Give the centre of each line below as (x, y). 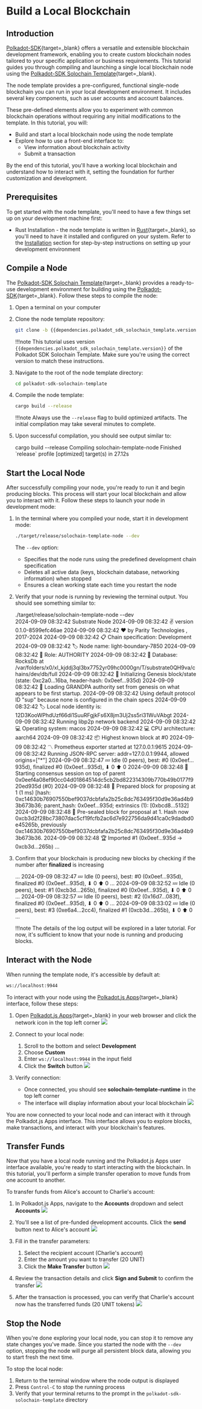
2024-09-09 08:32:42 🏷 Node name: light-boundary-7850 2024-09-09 (105, 646)
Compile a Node (37, 268)
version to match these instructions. (59, 361)
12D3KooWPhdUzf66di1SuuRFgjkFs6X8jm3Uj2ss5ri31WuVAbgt (93, 715)
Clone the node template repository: (60, 319)
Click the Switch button (53, 1066)
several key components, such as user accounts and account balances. (95, 98)
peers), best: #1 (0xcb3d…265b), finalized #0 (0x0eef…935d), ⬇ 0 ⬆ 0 (103, 890)
